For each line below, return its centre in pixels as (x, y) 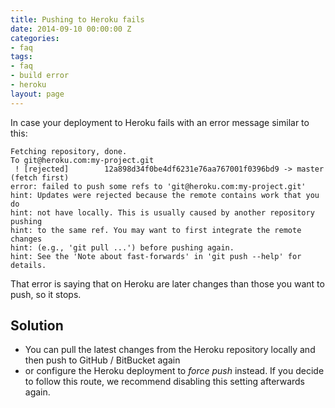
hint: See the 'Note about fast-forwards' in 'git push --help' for (156, 256)
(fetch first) (40, 177)
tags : (21, 57)
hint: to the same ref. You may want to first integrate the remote (156, 230)
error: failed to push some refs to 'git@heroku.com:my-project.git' (158, 186)
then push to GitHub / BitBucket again (102, 360)
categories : (35, 38)
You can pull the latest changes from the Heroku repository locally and (170, 350)
